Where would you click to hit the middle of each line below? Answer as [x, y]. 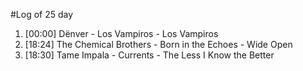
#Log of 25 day [42, 14]
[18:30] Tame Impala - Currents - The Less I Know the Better [149, 55]
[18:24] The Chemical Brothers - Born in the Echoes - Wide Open [158, 44]
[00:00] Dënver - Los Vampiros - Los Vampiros [121, 33]
